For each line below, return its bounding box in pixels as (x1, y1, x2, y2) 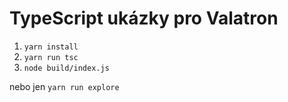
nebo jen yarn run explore (9, 80, 120, 92)
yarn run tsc (23, 52, 79, 62)
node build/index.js (23, 63, 110, 73)
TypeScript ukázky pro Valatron (9, 7, 279, 30)
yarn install (23, 42, 79, 52)
